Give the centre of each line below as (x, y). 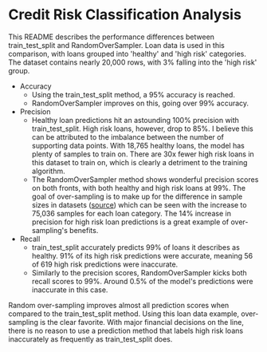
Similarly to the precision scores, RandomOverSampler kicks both (139, 272)
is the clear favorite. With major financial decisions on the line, (142, 322)
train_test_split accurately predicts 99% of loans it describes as (136, 247)
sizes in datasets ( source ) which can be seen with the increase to (139, 204)
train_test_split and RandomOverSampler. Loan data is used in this (116, 45)
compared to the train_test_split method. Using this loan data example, (124, 314)
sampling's (49, 230)
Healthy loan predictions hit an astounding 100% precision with (135, 120)
